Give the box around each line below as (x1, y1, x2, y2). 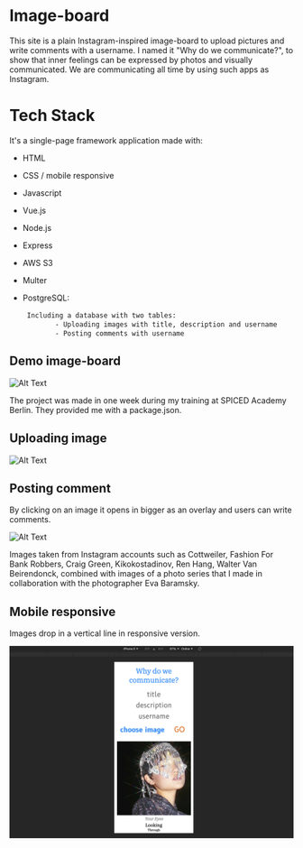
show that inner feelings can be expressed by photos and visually (9, 54, 253, 65)
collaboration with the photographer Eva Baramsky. (9, 578, 200, 589)
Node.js (22, 222, 52, 233)
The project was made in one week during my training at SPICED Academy (9, 394, 287, 406)
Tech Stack (9, 106, 96, 126)
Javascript (22, 187, 62, 198)
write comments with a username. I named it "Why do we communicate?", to (9, 44, 294, 55)
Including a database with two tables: (26, 310, 177, 320)
